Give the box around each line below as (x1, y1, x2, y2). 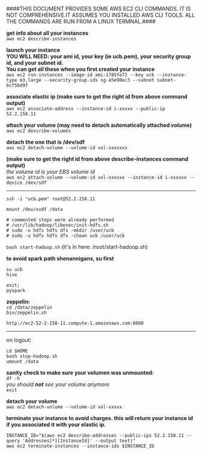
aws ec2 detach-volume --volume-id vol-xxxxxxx (6, 145, 128, 151)
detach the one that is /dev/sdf (6, 138, 85, 145)
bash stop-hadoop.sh (6, 353, 58, 359)
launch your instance (6, 46, 61, 53)
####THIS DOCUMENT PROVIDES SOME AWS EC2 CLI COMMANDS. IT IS (6, 5, 191, 12)
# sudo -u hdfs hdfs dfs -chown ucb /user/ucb (6, 233, 125, 239)
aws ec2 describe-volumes (6, 128, 71, 134)
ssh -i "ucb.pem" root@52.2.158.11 (6, 196, 96, 202)
